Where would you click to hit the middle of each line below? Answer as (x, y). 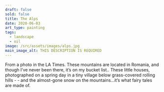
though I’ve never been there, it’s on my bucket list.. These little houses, (78, 69)
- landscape (22, 37)
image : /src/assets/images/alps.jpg (42, 46)
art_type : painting (25, 28)
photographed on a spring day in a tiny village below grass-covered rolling (80, 75)
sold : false (17, 14)
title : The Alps (22, 19)
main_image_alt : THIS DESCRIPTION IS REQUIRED (53, 50)
